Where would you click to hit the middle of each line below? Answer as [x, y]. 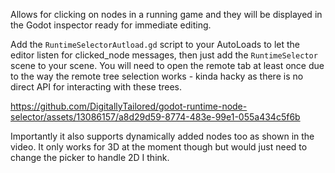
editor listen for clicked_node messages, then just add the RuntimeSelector [164, 55]
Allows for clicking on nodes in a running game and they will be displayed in [166, 14]
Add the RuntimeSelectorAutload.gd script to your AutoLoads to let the [155, 44]
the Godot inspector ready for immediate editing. [111, 25]
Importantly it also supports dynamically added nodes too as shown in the [162, 136]
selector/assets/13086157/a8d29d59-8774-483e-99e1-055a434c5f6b [155, 117]
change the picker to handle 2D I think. [90, 157]
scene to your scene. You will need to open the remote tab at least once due [167, 65]
